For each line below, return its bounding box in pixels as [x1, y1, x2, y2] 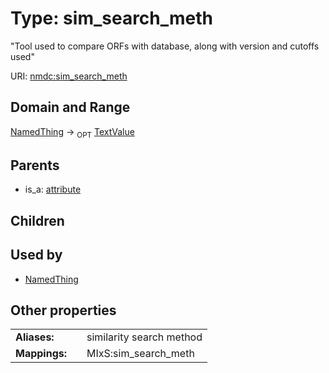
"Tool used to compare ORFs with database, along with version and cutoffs [10, 40, 320, 52]
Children [10, 212, 65, 229]
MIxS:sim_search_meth [86, 347, 195, 361]
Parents [10, 157, 60, 174]
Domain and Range [10, 99, 131, 116]
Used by [10, 247, 63, 264]
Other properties [10, 302, 117, 319]
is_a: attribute [24, 183, 82, 196]
